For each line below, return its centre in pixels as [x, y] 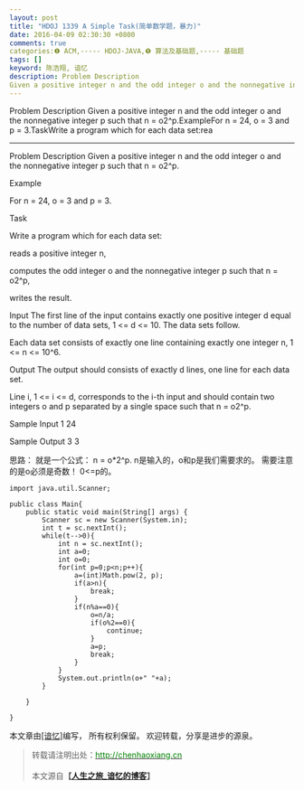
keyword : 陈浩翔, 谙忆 [49, 69]
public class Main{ [46, 504]
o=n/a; [103, 615]
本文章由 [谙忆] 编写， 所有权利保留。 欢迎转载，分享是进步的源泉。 [133, 735]
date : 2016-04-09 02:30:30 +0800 [72, 34]
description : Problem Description [75, 77]
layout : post [34, 18]
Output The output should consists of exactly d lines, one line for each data [150, 369]
